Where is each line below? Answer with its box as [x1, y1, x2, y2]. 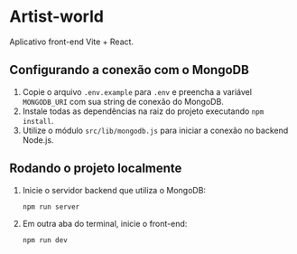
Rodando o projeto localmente [9, 161, 182, 176]
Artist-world [9, 6, 104, 27]
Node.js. [22, 134, 54, 146]
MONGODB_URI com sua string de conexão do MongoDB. [22, 96, 224, 107]
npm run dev [22, 236, 68, 245]
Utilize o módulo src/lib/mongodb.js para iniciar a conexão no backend [22, 125, 289, 136]
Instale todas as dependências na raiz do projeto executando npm [22, 106, 265, 117]
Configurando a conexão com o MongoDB [9, 62, 250, 78]
